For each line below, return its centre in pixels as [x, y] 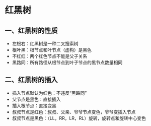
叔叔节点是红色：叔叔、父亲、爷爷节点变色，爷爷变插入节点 [74, 112]
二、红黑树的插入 [31, 80]
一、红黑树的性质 [31, 30]
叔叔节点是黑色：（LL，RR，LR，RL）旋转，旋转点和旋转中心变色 [79, 118]
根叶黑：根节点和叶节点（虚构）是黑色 [52, 50]
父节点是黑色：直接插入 [36, 99]
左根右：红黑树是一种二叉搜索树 [45, 44]
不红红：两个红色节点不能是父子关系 [50, 56]
